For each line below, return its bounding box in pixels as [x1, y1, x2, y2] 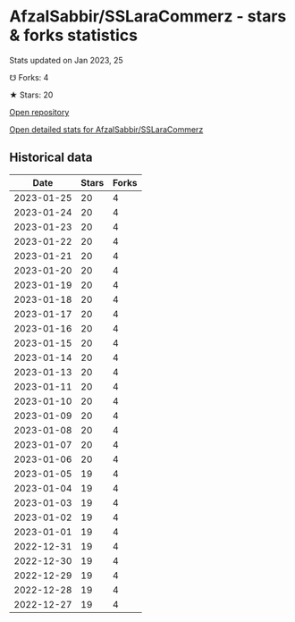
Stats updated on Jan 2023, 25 [9, 55, 123, 65]
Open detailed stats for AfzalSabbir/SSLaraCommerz [9, 123, 204, 135]
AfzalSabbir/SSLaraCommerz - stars [9, 6, 287, 27]
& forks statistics [9, 25, 139, 46]
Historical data [9, 150, 93, 165]
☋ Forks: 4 [9, 71, 49, 82]
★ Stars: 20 [9, 89, 54, 100]
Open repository [9, 106, 70, 117]
